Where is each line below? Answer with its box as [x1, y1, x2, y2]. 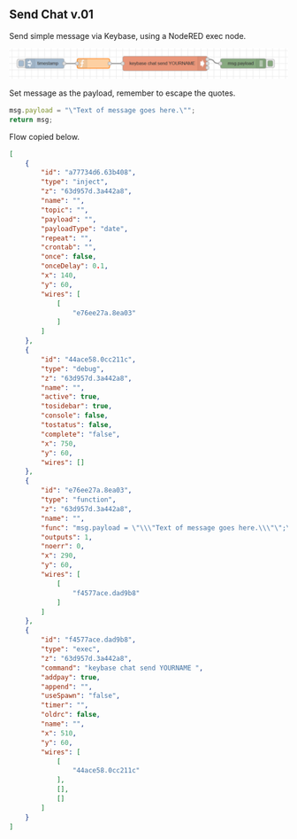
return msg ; [9, 115, 53, 124]
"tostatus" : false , [41, 421, 113, 430]
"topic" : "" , [41, 206, 89, 214]
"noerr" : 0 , [41, 542, 86, 551]
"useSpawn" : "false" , [41, 691, 121, 701]
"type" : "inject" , [41, 177, 109, 187]
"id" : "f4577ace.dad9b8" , [41, 635, 137, 645]
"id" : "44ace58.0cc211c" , [41, 354, 137, 364]
